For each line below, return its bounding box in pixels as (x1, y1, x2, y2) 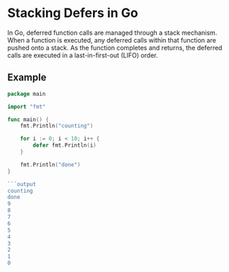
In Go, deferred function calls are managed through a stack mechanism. (7, 28, 218, 37)
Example (7, 72, 47, 84)
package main (7, 90, 46, 97)
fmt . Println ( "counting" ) (20, 123, 94, 130)
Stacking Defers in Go (7, 5, 138, 21)
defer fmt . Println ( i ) (33, 142, 97, 149)
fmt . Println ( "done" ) (20, 161, 81, 168)
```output (7, 181, 37, 188)
